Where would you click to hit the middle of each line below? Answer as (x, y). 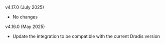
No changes (25, 17)
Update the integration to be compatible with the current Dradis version (86, 36)
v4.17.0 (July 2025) (25, 7)
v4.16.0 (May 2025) (25, 26)
